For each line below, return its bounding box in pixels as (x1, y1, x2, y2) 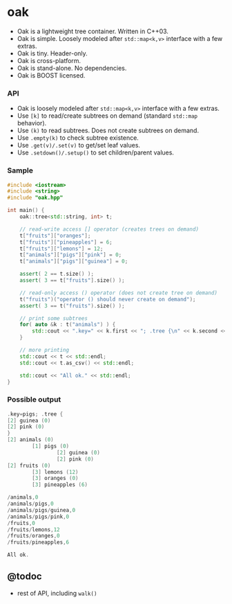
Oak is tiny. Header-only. (17, 49, 88, 57)
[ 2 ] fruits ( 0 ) (7, 462, 51, 469)
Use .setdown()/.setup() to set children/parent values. (17, 148, 175, 157)
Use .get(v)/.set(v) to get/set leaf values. (17, 141, 140, 150)
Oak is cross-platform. (17, 56, 81, 64)
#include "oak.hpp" (7, 195, 64, 202)
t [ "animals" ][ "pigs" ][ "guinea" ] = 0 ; (19, 258, 128, 265)
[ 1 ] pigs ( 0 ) (32, 443, 70, 450)
